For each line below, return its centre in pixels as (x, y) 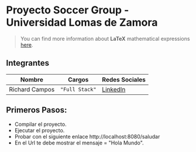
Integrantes (28, 63)
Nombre (32, 79)
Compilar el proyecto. (40, 124)
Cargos (78, 79)
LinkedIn (114, 89)
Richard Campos (32, 89)
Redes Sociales (124, 79)
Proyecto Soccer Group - (68, 10)
